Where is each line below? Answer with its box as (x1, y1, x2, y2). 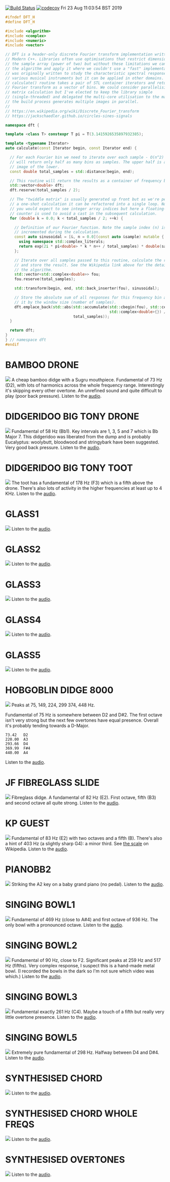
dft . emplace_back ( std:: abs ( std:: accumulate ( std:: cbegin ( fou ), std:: (14, 304, 162, 310)
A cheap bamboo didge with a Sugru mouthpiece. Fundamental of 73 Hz (11, 376, 162, 382)
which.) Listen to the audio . (5, 973, 62, 979)
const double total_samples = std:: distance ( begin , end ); (10, 169, 135, 174)
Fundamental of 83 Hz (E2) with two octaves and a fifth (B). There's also (11, 835, 162, 841)
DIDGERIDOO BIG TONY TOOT (5, 462, 133, 474)
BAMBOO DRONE (5, 359, 79, 371)
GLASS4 (5, 614, 41, 626)
